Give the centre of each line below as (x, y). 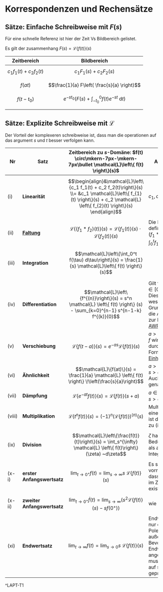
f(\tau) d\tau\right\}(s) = (96, 260)
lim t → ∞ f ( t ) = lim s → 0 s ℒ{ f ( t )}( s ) (106, 546)
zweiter (31, 500)
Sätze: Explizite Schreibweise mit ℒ (60, 123)
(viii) (13, 416)
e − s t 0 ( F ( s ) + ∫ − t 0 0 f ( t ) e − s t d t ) (95, 99)
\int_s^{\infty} (123, 442)
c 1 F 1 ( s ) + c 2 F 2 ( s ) (95, 72)
